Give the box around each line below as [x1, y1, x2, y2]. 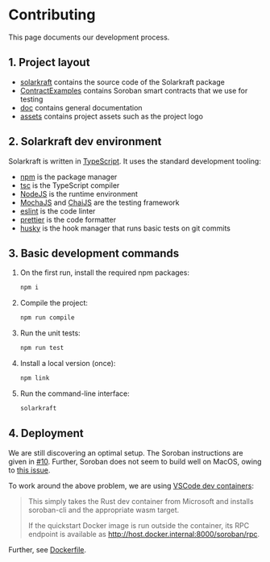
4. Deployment [8, 427, 85, 440]
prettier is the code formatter [19, 214, 117, 224]
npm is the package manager [19, 172, 118, 181]
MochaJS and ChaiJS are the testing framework [19, 198, 180, 207]
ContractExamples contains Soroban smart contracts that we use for [19, 85, 248, 95]
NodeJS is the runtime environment [19, 189, 139, 198]
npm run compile [19, 314, 75, 322]
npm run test [19, 344, 64, 352]
